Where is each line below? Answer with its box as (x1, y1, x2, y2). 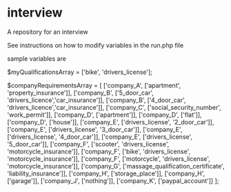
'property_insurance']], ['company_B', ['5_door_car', (7, 88, 154, 97)
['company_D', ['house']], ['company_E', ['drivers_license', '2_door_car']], (7, 117, 214, 126)
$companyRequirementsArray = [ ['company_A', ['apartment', (7, 81, 181, 89)
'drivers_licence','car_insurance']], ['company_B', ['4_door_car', (7, 95, 186, 104)
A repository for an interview (7, 28, 88, 36)
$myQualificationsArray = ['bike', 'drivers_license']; (7, 68, 153, 76)
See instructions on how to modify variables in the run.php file (7, 41, 184, 49)
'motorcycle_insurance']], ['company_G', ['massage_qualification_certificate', (7, 162, 225, 170)
